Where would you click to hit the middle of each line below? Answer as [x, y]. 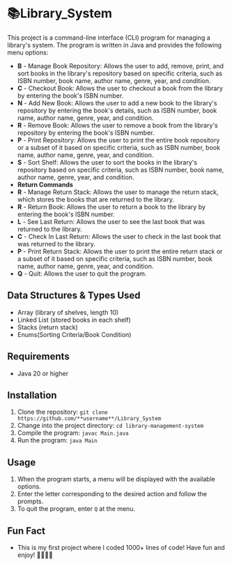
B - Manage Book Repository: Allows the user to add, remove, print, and [121, 66]
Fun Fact [26, 531]
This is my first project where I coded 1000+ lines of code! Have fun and [121, 548]
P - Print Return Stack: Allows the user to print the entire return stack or [120, 251]
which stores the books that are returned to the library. [95, 199]
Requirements [38, 357]
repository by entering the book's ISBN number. [86, 133]
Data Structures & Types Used [74, 296]
